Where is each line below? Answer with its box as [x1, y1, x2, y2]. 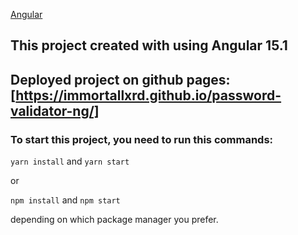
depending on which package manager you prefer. [10, 214, 219, 226]
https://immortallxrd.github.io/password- [15, 87, 282, 104]
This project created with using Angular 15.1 [10, 37, 288, 54]
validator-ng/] [10, 102, 100, 119]
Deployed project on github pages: [10, 71, 231, 88]
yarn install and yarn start [10, 155, 130, 168]
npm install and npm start [10, 194, 121, 206]
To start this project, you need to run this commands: [10, 132, 274, 146]
